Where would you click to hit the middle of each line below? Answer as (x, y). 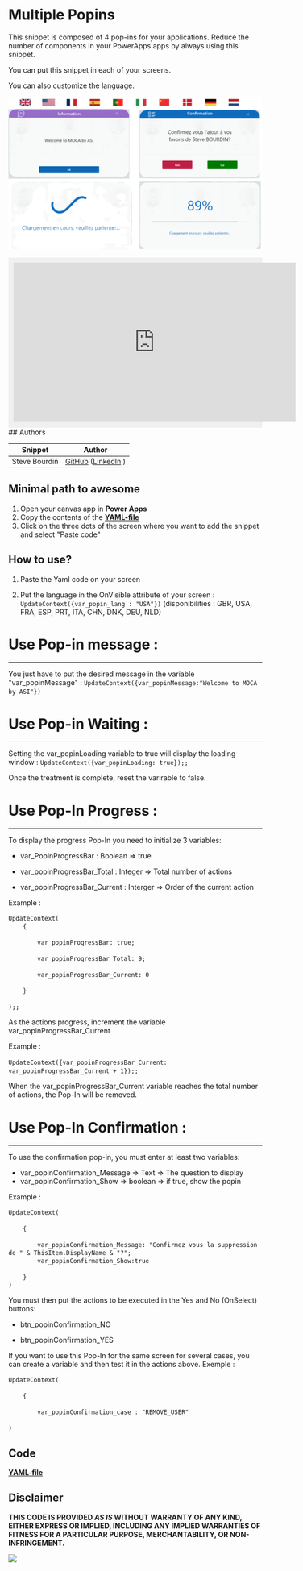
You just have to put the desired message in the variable (102, 674)
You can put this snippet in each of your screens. (90, 69)
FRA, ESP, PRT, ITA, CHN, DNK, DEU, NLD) (91, 612)
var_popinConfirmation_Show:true (93, 1261)
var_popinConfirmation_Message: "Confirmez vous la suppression (147, 1245)
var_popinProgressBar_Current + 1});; (73, 1071)
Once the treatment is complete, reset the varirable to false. (108, 778)
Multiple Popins (62, 15)
